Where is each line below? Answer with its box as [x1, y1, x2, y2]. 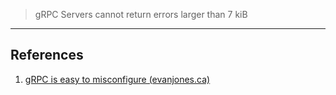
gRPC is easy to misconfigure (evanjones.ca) [24, 73, 211, 85]
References [10, 47, 84, 64]
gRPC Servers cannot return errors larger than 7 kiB [34, 9, 248, 20]
